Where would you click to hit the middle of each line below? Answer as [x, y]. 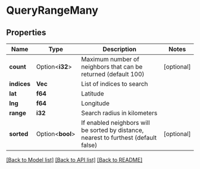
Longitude [96, 103]
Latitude [93, 93]
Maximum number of [110, 59]
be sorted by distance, [112, 130]
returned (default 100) [113, 74]
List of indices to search [115, 84]
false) [89, 145]
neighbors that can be [112, 67]
